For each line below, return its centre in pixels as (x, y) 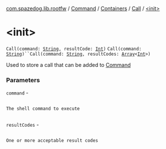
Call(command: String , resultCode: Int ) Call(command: (74, 49)
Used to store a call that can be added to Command (68, 65)
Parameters (23, 80)
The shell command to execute (43, 109)
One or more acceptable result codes (52, 141)
